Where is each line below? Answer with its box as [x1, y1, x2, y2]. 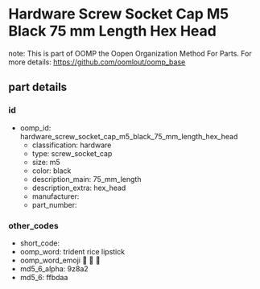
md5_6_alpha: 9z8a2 [19, 263, 89, 274]
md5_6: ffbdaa [19, 272, 68, 282]
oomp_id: [19, 122, 52, 133]
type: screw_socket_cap [31, 148, 113, 158]
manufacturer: [31, 191, 80, 201]
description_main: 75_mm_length [31, 174, 142, 184]
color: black [31, 166, 72, 175]
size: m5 [31, 157, 60, 167]
